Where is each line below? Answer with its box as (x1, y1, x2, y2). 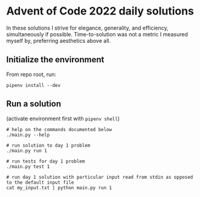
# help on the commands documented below (6, 126, 112, 132)
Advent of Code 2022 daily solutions (6, 4, 195, 18)
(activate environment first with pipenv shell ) (6, 115, 120, 122)
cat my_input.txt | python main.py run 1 (6, 184, 112, 191)
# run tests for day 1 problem (6, 158, 85, 164)
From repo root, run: (6, 71, 56, 78)
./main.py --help (6, 132, 50, 138)
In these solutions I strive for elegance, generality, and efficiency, (6, 24, 169, 31)
